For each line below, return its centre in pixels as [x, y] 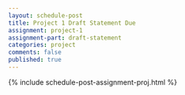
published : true [35, 60]
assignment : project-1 [45, 30]
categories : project [42, 45]
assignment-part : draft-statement [65, 38]
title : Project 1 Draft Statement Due [72, 23]
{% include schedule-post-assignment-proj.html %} [93, 82]
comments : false [35, 52]
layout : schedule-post [45, 15]
